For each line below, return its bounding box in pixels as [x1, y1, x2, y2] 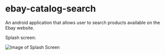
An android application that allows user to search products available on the [5, 19, 160, 25]
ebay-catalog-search [5, 3, 96, 14]
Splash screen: [5, 34, 36, 40]
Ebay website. [5, 24, 34, 30]
